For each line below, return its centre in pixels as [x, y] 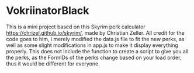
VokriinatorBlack [48, 11]
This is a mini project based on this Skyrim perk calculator [76, 27]
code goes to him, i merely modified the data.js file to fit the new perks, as [95, 39]
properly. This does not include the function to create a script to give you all [97, 51]
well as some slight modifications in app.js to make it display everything [92, 45]
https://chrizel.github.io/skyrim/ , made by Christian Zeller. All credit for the [96, 32]
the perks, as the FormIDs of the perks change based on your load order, [94, 57]
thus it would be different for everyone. [53, 63]
